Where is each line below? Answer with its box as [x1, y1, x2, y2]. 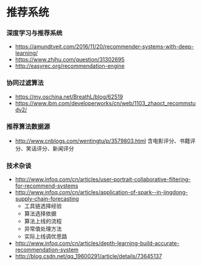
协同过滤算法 [6, 79, 44, 87]
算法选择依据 [24, 210, 57, 217]
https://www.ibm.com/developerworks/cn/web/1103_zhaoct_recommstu [15, 99, 196, 107]
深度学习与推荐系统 [6, 29, 63, 37]
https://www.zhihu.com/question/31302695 [15, 56, 125, 63]
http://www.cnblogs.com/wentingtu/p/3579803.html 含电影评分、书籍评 [15, 138, 196, 145]
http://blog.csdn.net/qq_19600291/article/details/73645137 [15, 253, 162, 260]
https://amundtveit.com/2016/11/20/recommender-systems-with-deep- [15, 43, 194, 51]
